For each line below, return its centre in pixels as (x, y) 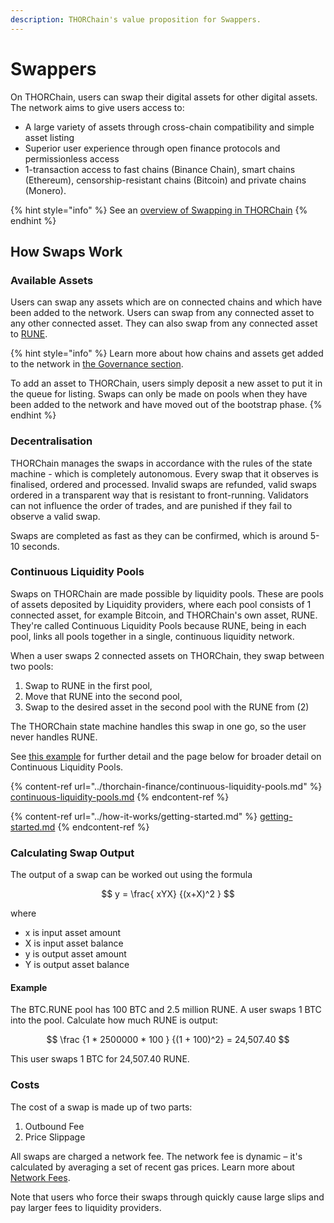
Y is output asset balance (77, 965)
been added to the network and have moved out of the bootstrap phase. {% (166, 405)
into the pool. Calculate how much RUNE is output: (114, 1020)
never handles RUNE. (54, 737)
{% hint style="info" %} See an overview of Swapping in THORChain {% (159, 210)
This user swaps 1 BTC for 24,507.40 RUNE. (100, 1059)
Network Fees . (40, 1177)
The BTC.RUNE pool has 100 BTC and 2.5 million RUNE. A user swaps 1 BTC (166, 1010)
